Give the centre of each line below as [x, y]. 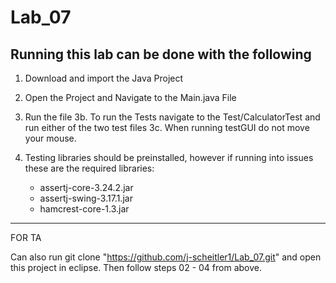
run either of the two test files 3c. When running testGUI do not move [167, 127]
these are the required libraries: [89, 168]
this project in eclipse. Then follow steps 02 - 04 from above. [136, 267]
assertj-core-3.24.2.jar [86, 187]
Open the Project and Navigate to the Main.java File [130, 97]
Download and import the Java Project [104, 78]
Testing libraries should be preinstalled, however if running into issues [169, 157]
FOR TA [26, 237]
